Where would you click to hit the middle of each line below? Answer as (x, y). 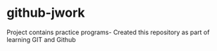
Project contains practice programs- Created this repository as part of (108, 32)
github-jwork (46, 13)
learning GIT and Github (41, 39)
